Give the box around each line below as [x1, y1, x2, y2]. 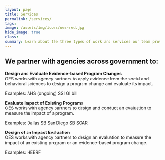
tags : [5, 21, 16, 26]
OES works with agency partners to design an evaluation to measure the [5, 134, 151, 140]
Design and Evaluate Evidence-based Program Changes [5, 70, 122, 76]
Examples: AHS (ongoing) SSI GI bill [5, 90, 78, 96]
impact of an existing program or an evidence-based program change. [5, 139, 148, 145]
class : [5, 35, 19, 40]
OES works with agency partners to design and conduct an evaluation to [5, 105, 152, 111]
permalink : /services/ [5, 16, 52, 21]
